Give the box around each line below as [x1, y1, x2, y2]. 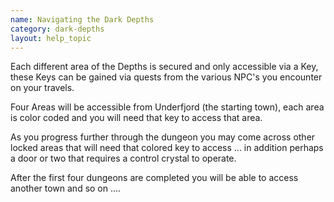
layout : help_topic [10, 33, 92, 43]
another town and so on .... [10, 182, 122, 195]
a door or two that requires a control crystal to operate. [10, 152, 237, 165]
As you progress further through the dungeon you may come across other [10, 131, 316, 143]
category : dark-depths [10, 24, 105, 34]
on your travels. [10, 82, 75, 94]
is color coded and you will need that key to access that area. [10, 112, 263, 124]
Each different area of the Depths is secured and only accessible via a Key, [10, 61, 319, 73]
